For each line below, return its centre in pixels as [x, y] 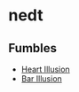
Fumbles [33, 48]
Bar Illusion [42, 79]
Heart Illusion [45, 69]
